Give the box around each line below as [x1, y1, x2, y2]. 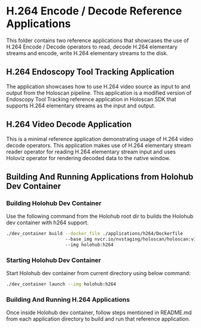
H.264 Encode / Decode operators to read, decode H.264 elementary [6, 43, 178, 50]
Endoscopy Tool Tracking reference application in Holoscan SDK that [6, 95, 176, 103]
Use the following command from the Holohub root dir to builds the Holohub [6, 213, 194, 220]
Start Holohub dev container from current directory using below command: [6, 270, 191, 277]
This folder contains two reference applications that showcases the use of [6, 37, 189, 44]
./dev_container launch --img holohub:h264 [6, 281, 117, 287]
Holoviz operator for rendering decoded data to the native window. [6, 154, 170, 161]
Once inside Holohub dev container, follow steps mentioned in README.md [6, 309, 192, 316]
